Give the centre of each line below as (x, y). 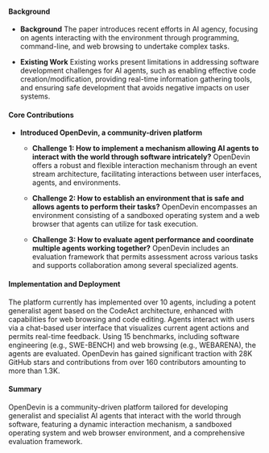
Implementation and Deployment (64, 284)
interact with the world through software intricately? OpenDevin (141, 157)
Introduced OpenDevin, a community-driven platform (111, 132)
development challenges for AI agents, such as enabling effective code (138, 71)
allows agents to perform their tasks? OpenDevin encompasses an (145, 207)
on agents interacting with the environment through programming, (130, 38)
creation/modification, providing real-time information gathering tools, (136, 79)
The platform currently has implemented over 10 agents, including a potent (132, 302)
